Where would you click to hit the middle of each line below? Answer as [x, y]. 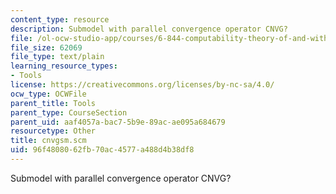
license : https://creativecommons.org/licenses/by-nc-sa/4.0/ [142, 85]
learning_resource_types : [64, 66]
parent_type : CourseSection [69, 112]
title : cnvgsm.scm [48, 141]
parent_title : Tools [53, 103]
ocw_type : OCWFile [48, 94]
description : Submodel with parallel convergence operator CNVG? [149, 29]
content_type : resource [60, 19]
